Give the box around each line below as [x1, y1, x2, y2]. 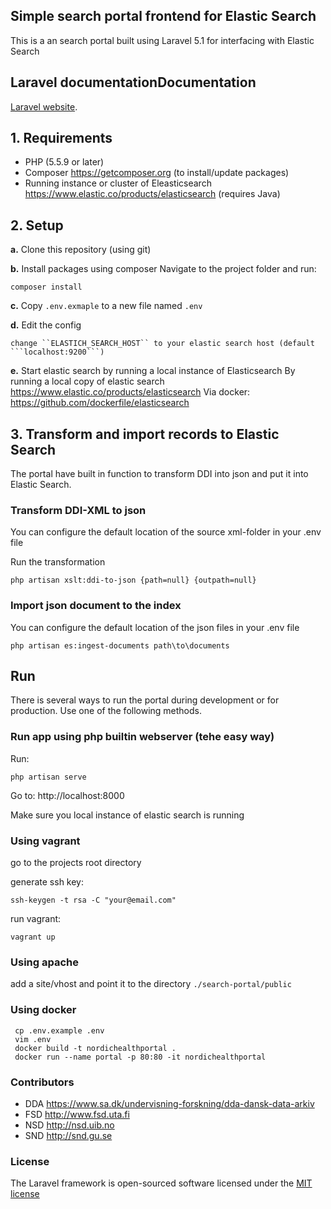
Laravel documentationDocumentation [10, 74, 257, 91]
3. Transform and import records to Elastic [10, 425, 280, 443]
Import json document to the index [10, 599, 182, 613]
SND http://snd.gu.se [24, 1129, 113, 1141]
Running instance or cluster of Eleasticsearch [24, 177, 212, 189]
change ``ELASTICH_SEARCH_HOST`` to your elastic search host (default [10, 339, 315, 349]
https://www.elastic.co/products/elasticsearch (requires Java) [24, 188, 281, 200]
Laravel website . [10, 100, 78, 113]
